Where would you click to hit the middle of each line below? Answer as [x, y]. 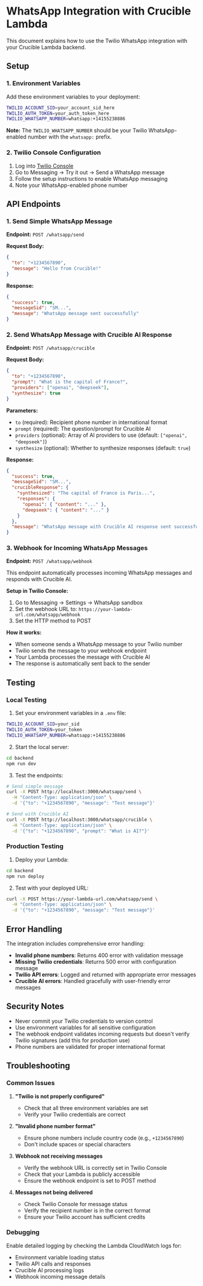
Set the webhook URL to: [46, 609]
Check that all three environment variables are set [86, 1108]
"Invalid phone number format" [55, 1126]
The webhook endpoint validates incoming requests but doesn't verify [102, 1034]
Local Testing [27, 700]
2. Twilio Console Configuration [54, 152]
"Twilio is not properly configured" [60, 1096]
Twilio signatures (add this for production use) [72, 1040]
